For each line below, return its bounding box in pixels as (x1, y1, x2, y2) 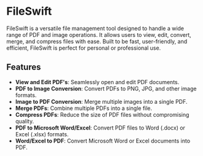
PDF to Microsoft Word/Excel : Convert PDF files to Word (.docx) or (15, 124, 186, 131)
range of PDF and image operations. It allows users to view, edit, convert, (6, 31, 191, 38)
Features (6, 62, 41, 72)
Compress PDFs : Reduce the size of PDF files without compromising (15, 111, 190, 118)
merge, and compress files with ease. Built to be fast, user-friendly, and (6, 37, 188, 45)
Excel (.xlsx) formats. (15, 130, 69, 138)
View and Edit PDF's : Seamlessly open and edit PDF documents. (15, 78, 180, 85)
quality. (15, 117, 34, 125)
